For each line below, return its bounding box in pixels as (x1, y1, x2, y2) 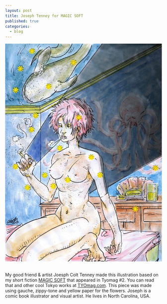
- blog (9, 29, 23, 34)
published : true (5, 18, 39, 23)
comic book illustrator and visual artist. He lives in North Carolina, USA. (5, 293, 151, 299)
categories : (5, 24, 30, 29)
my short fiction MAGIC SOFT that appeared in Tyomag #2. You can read (5, 277, 155, 283)
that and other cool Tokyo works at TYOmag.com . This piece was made (5, 282, 152, 288)
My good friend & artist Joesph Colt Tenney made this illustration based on (5, 272, 159, 278)
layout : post (5, 8, 32, 13)
